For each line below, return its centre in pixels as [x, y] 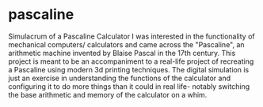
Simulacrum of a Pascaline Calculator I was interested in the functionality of [131, 36]
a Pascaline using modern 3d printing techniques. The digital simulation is [129, 69]
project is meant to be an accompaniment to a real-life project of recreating [131, 61]
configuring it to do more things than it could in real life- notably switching [129, 86]
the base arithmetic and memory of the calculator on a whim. [108, 94]
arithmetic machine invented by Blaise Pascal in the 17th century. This [122, 53]
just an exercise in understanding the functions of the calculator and [120, 78]
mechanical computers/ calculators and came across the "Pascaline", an [126, 44]
